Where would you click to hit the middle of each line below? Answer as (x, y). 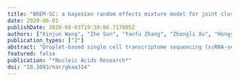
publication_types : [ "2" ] (46, 41)
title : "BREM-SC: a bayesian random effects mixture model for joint (113, 14)
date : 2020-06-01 (33, 21)
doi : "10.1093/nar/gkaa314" (49, 67)
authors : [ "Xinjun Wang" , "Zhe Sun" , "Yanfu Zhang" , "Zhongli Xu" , (110, 34)
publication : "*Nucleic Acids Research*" (70, 61)
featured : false (31, 54)
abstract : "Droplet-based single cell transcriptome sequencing (105, 47)
